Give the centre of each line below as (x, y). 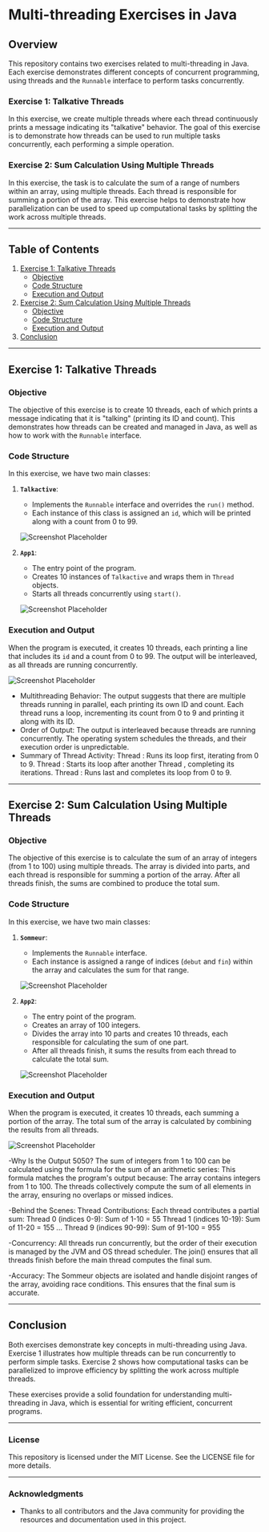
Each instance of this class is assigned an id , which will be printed (141, 513)
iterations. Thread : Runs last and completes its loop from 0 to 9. (126, 772)
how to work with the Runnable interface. (75, 435)
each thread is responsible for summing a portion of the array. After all (124, 875)
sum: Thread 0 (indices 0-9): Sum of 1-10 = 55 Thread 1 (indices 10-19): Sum (134, 1219)
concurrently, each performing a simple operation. (91, 144)
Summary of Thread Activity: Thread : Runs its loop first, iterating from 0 (139, 755)
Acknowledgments (46, 1494)
